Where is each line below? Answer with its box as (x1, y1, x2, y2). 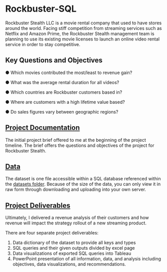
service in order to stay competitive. (5, 41, 80, 47)
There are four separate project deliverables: (5, 230, 99, 236)
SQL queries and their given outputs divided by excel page (12, 245, 135, 251)
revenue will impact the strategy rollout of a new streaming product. (5, 220, 147, 226)
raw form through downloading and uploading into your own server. (5, 186, 146, 192)
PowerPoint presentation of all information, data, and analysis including (12, 256, 161, 262)
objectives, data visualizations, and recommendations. (12, 261, 127, 267)
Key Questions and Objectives (5, 56, 103, 65)
